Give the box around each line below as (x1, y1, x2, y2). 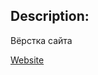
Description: (10, 8, 90, 25)
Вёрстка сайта (10, 34, 73, 46)
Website (10, 54, 45, 66)
